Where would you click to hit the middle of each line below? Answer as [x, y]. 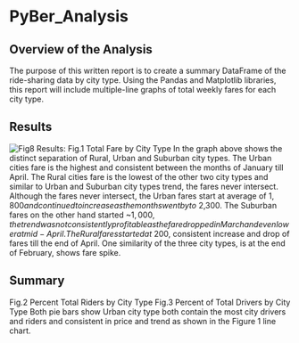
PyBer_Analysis [69, 16]
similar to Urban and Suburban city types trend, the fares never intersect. [144, 186]
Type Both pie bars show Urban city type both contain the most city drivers [148, 311]
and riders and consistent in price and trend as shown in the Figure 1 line [143, 321]
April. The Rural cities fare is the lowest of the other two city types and [139, 176]
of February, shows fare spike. [65, 252]
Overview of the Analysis [81, 49]
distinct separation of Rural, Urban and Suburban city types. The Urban [141, 158]
